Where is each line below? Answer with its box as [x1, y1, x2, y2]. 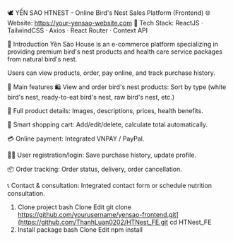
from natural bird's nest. [7, 55, 78, 63]
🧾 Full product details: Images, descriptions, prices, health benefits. [7, 107, 203, 114]
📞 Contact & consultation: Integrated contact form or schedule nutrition [7, 182, 213, 189]
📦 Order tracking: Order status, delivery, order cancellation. [7, 165, 182, 173]
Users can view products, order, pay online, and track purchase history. [7, 69, 215, 77]
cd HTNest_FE [169, 218, 212, 226]
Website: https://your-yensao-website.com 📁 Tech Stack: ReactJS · [7, 19, 203, 27]
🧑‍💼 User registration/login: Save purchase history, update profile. [7, 151, 196, 159]
